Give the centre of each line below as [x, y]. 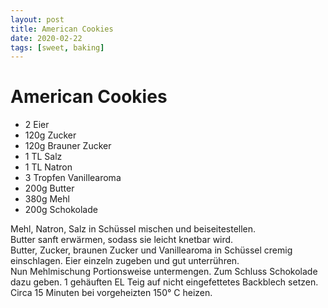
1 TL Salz [43, 157]
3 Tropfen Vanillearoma [73, 178]
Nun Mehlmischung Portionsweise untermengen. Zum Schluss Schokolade [164, 272]
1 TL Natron [48, 167]
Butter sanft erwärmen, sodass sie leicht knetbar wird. [122, 240]
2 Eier [37, 125]
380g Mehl [47, 199]
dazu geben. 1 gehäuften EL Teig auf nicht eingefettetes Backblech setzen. [164, 282]
